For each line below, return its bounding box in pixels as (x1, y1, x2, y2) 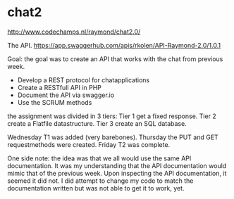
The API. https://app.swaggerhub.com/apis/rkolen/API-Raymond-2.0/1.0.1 (7, 41, 221, 49)
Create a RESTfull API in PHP (17, 83, 102, 91)
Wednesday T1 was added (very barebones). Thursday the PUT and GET (7, 133, 218, 141)
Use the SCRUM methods (17, 98, 92, 106)
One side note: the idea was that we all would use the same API (7, 154, 192, 162)
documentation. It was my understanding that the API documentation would (7, 161, 227, 169)
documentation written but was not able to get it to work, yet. (7, 184, 185, 192)
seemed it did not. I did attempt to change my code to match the (7, 176, 194, 185)
